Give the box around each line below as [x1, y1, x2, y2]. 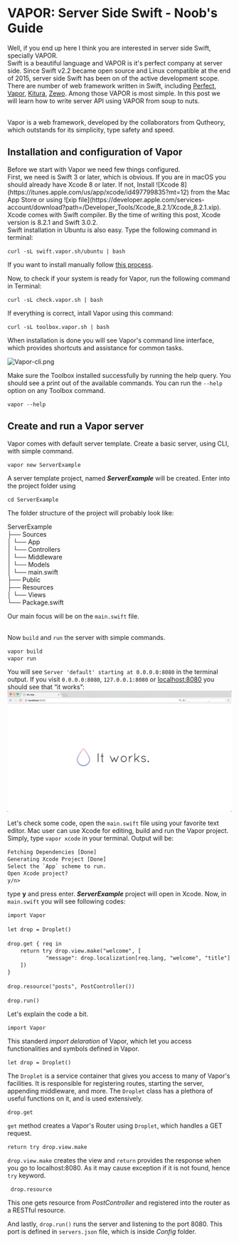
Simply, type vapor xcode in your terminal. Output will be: [7, 834, 174, 843]
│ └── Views [7, 590, 46, 599]
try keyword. [7, 1171, 46, 1180]
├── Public [7, 575, 41, 584]
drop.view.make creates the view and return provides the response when [7, 1156, 221, 1165]
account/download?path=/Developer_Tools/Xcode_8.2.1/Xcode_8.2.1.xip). [7, 203, 222, 211]
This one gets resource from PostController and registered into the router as [7, 1198, 230, 1207]
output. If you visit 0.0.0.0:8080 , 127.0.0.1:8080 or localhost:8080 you [7, 675, 215, 683]
